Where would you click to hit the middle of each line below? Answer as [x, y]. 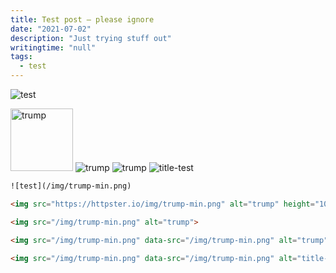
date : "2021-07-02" [51, 29]
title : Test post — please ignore [82, 19]
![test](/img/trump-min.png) [71, 186]
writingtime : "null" [53, 47]
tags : [21, 57]
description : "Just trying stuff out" [91, 38]
